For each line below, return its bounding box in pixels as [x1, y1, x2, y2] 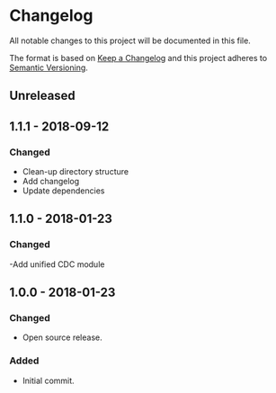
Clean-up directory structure [22, 166, 129, 177]
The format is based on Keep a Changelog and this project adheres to [9, 52, 268, 63]
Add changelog [22, 176, 80, 187]
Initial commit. [22, 375, 75, 386]
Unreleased [9, 88, 76, 103]
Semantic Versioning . [9, 62, 88, 73]
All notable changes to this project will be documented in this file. [9, 35, 252, 46]
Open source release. [22, 332, 102, 343]
